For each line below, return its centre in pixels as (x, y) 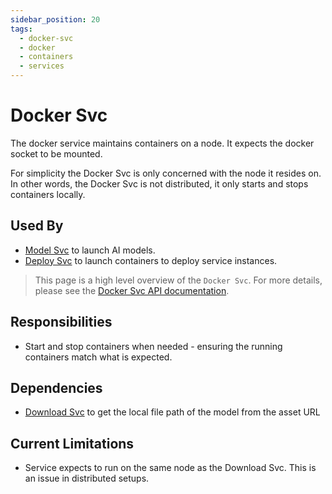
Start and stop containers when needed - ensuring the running (153, 346)
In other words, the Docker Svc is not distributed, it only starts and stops (159, 183)
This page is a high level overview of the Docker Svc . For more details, (178, 280)
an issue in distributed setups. (87, 478)
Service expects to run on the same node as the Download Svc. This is (170, 468)
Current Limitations (72, 443)
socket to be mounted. (56, 153)
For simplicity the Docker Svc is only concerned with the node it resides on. (166, 173)
